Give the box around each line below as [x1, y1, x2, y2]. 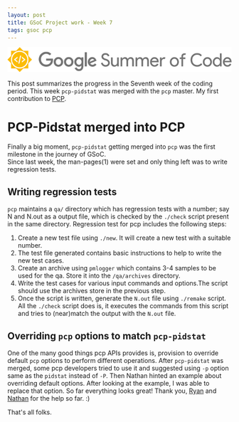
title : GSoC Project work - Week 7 [7, 19, 113, 26]
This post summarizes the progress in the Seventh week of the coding [7, 79, 213, 88]
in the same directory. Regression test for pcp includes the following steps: [7, 220, 227, 228]
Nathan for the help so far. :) [7, 394, 90, 403]
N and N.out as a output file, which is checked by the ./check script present [7, 212, 229, 221]
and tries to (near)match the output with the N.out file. [17, 310, 176, 318]
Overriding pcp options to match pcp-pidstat [7, 329, 206, 342]
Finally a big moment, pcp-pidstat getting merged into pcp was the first [7, 142, 216, 151]
